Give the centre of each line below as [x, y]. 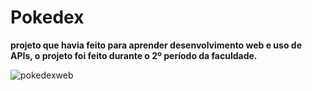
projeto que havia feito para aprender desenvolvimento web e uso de [156, 45]
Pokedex [47, 17]
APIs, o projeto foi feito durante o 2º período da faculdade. [134, 55]
